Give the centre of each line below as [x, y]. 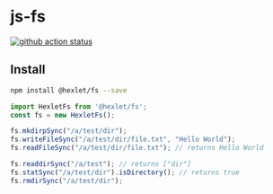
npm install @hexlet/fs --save [69, 90]
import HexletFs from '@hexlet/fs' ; [79, 106]
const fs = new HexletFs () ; [63, 115]
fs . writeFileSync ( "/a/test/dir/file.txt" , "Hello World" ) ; [123, 140]
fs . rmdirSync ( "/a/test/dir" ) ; [67, 181]
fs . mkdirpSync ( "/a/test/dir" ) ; [69, 131]
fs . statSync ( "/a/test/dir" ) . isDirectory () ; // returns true [125, 172]
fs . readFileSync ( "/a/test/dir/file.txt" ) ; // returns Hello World [137, 148]
